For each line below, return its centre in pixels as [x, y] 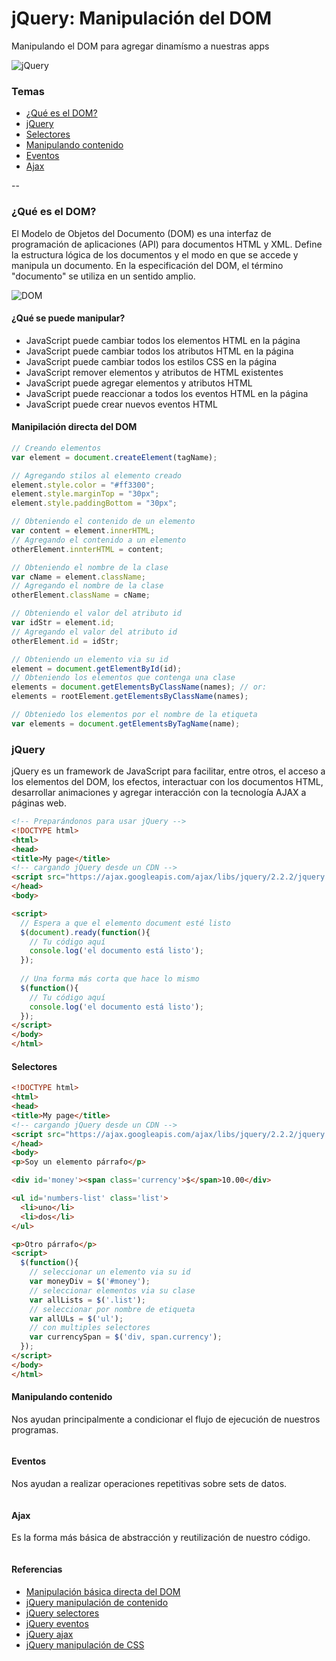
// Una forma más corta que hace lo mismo [110, 979]
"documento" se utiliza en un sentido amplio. [103, 276]
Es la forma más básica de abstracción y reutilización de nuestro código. [161, 1538]
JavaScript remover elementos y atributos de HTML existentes [154, 372]
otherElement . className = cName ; [81, 595]
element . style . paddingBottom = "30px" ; [94, 503]
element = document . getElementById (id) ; [97, 668]
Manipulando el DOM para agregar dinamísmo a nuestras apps [140, 46]
